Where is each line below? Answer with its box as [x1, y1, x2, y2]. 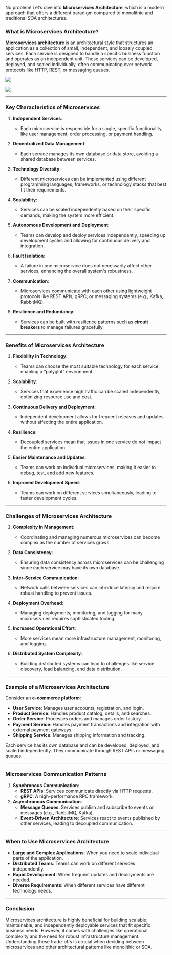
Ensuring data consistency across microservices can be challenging [20, 559, 164, 565]
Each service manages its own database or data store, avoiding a [20, 151, 158, 157]
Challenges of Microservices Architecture [5, 512, 112, 519]
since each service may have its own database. [20, 565, 120, 571]
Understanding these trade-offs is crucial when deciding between [5, 939, 144, 945]
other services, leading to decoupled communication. [20, 820, 133, 826]
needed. [12, 877, 31, 883]
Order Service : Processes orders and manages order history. [12, 716, 142, 722]
